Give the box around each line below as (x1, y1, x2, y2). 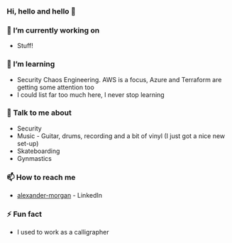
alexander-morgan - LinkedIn (16, 191, 103, 200)
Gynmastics (16, 154, 53, 162)
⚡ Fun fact (6, 209, 43, 219)
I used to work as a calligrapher (16, 228, 109, 237)
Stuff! (16, 42, 33, 50)
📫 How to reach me (6, 172, 76, 182)
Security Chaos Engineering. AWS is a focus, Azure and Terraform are (16, 75, 222, 84)
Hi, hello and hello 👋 (6, 6, 76, 16)
